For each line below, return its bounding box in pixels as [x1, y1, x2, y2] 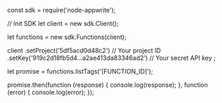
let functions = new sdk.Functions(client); [7, 33, 127, 41]
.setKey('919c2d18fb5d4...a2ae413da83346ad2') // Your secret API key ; [7, 54, 216, 62]
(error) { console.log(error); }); [7, 88, 94, 96]
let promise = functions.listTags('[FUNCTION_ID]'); [7, 68, 154, 75]
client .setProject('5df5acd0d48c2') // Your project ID [7, 47, 161, 54]
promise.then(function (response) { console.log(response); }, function [7, 81, 208, 89]
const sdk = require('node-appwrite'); [7, 6, 117, 14]
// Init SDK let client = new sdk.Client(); [7, 19, 119, 27]
